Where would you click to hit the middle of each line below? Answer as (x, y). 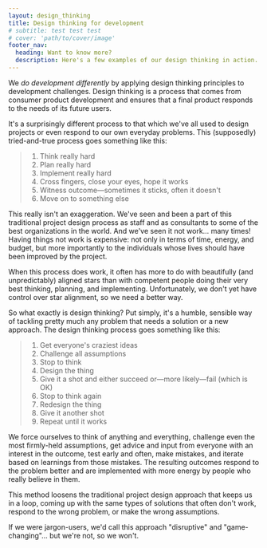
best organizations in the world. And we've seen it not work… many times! (130, 231)
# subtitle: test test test (55, 30)
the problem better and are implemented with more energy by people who (130, 471)
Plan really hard (65, 164)
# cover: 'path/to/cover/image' (62, 38)
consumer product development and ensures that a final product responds (131, 100)
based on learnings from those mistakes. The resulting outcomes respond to (134, 462)
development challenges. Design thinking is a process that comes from (125, 91)
